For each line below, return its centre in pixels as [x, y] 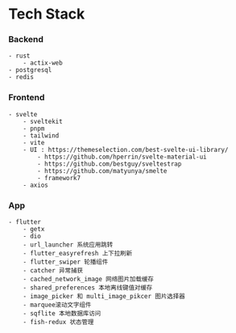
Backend [26, 40]
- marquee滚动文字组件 [57, 305]
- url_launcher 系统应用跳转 [68, 245]
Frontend [27, 98]
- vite [34, 142]
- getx [34, 230]
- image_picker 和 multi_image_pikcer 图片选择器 [104, 297]
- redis [21, 78]
